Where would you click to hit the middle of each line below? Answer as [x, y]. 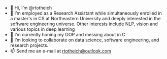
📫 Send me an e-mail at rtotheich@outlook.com [61, 51]
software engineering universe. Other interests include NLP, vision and [84, 24]
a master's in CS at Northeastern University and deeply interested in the [85, 18]
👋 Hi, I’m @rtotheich [31, 8]
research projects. [29, 45]
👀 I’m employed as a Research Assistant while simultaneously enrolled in [86, 13]
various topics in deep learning [42, 29]
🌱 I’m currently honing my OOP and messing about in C [68, 35]
